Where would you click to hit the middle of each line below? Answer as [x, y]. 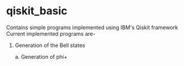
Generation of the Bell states [50, 45]
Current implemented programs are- [51, 33]
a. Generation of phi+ [41, 56]
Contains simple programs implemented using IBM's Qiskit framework [92, 27]
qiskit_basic [37, 11]
